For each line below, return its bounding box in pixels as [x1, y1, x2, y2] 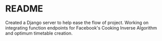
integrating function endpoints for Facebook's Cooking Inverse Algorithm [5, 24, 157, 30]
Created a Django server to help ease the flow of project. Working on [5, 19, 149, 25]
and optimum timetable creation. [5, 30, 73, 36]
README [5, 3, 43, 14]
